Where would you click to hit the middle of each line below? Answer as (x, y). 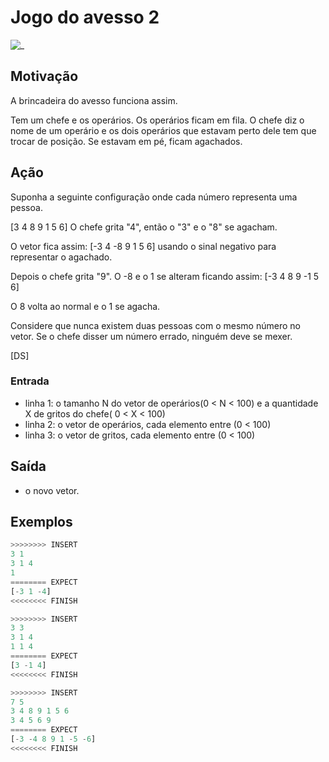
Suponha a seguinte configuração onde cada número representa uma (154, 197)
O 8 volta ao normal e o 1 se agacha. (85, 306)
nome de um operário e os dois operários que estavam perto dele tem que (163, 130)
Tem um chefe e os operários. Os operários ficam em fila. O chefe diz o (157, 120)
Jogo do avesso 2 (85, 17)
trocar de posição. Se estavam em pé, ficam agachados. (126, 141)
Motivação (44, 76)
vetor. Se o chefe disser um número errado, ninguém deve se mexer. (151, 336)
